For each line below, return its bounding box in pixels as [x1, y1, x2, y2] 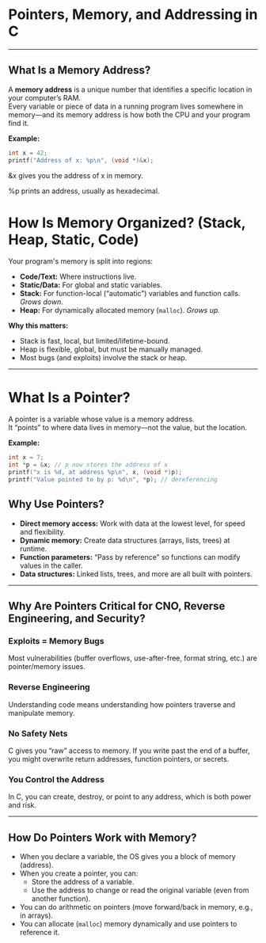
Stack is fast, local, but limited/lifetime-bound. [19, 337, 170, 346]
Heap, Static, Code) [8, 230, 139, 249]
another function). [31, 894, 91, 903]
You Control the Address [8, 774, 104, 785]
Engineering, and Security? [8, 612, 146, 625]
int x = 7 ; [8, 454, 44, 462]
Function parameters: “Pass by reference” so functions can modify [19, 552, 241, 561]
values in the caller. [19, 561, 83, 570]
